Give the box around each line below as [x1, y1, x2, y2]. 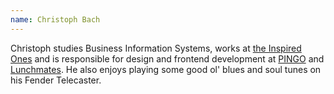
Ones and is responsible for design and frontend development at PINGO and [10, 52, 325, 65]
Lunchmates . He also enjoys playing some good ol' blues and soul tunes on [10, 63, 322, 75]
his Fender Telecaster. [10, 74, 102, 86]
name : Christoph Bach [10, 14, 101, 25]
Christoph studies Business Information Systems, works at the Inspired [10, 42, 302, 54]
